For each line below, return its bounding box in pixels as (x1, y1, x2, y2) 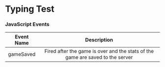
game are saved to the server (65, 54, 133, 61)
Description (85, 37, 113, 44)
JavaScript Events (5, 21, 50, 28)
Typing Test (5, 3, 55, 15)
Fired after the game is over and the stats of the (44, 48, 154, 55)
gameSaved (8, 51, 36, 58)
